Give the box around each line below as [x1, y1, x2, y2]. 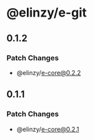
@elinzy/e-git [6, 5, 87, 21]
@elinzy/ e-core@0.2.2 [16, 68, 81, 77]
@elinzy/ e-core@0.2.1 [16, 125, 79, 133]
